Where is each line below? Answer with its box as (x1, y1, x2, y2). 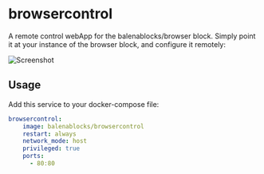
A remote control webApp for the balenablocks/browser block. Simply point (8, 31, 256, 41)
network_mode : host (22, 137, 88, 145)
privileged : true (22, 144, 81, 152)
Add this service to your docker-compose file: (8, 99, 160, 109)
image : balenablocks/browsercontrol (22, 122, 145, 130)
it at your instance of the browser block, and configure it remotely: (8, 39, 226, 49)
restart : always (22, 129, 77, 138)
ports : (22, 152, 45, 160)
